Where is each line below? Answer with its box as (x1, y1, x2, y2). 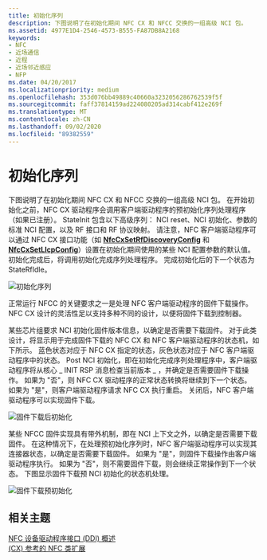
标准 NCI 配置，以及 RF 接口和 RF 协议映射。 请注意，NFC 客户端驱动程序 (8, 225, 249, 234)
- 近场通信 (8, 49, 40, 57)
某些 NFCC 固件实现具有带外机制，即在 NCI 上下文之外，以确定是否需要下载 (8, 429, 257, 438)
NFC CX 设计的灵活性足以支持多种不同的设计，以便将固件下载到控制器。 (8, 308, 246, 318)
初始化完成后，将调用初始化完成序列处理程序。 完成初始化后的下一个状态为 (8, 254, 255, 264)
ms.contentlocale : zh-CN (8, 116, 91, 123)
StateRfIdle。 (8, 264, 52, 274)
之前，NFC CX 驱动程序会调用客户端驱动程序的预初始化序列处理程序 (22, 205, 246, 214)
